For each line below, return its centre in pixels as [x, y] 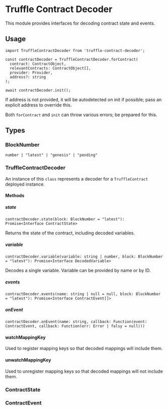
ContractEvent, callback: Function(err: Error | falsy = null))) [75, 326]
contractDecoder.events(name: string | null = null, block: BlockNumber [83, 294]
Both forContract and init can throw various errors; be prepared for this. [81, 115]
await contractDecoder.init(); [38, 90]
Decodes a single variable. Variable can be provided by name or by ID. [78, 271]
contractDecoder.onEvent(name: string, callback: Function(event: [76, 322]
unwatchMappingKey [28, 360]
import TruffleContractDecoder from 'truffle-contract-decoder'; [75, 51]
